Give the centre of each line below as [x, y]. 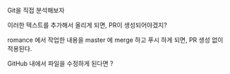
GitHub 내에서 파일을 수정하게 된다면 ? [60, 64]
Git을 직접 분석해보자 [36, 10]
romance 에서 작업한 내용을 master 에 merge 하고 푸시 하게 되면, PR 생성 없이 [115, 40]
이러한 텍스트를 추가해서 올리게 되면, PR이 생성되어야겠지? [87, 25]
